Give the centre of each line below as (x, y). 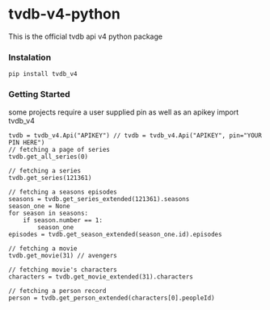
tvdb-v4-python (65, 14)
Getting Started (39, 94)
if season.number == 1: (63, 220)
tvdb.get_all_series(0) (49, 157)
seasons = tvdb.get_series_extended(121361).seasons (99, 199)
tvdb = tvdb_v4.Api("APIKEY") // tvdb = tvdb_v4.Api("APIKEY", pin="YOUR (135, 135)
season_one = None (39, 206)
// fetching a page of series (59, 149)
